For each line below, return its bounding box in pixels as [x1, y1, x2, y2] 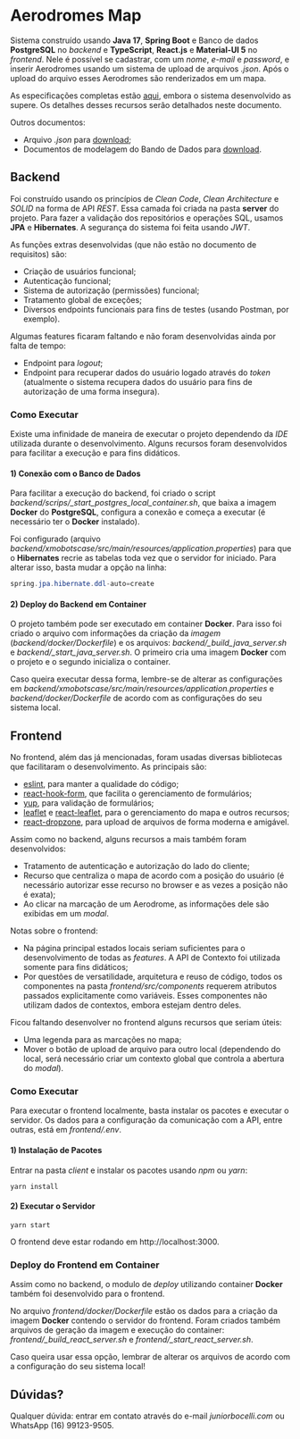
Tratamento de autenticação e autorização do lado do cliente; [22, 861, 250, 872]
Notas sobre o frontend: [10, 925, 98, 936]
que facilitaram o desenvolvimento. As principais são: [10, 761, 207, 773]
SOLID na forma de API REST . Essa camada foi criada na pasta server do [10, 203, 279, 213]
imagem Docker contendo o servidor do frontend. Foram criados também [10, 1315, 280, 1326]
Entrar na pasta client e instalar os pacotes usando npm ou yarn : [10, 1165, 248, 1175]
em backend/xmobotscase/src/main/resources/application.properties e [10, 683, 275, 694]
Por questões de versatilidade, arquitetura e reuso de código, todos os [22, 971, 283, 983]
